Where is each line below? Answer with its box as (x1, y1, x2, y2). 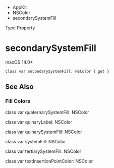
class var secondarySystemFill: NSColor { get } (5, 69, 109, 74)
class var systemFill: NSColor (5, 138, 66, 144)
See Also (5, 83, 34, 91)
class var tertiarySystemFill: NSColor (5, 148, 82, 154)
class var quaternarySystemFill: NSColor (5, 109, 89, 115)
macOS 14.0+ (5, 59, 33, 65)
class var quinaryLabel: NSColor (5, 119, 72, 125)
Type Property (5, 25, 35, 31)
